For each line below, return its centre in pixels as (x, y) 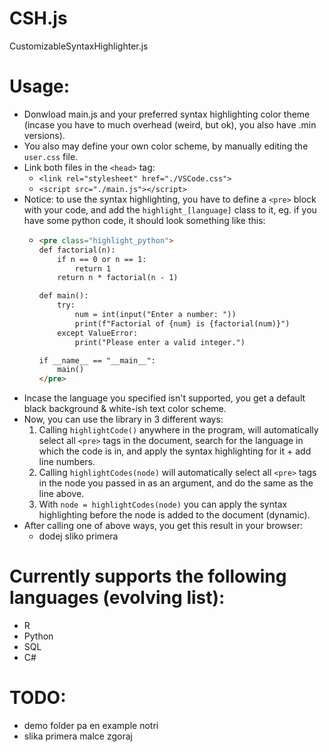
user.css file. (51, 156)
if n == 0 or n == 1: (102, 259)
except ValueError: (98, 333)
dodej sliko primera (78, 536)
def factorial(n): (77, 250)
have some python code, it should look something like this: (144, 220)
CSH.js (38, 18)
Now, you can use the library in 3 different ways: (123, 419)
